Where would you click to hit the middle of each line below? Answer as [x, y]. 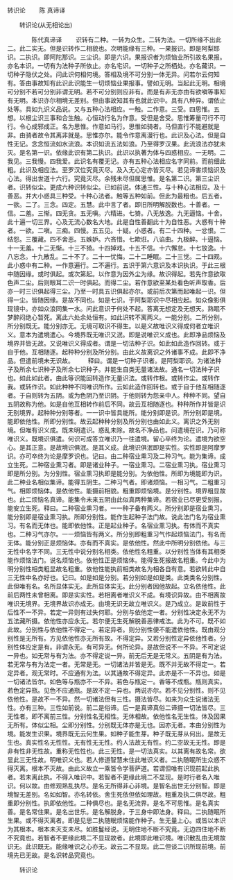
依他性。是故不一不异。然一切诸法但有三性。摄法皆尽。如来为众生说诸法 [110, 699]
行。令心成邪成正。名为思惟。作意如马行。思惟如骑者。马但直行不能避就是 [113, 126]
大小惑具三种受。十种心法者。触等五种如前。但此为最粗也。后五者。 [128, 196]
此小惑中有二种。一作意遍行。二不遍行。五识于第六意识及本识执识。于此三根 [116, 265]
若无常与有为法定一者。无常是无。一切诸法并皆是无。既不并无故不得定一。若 [116, 664]
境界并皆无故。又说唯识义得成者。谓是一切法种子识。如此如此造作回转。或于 [116, 343]
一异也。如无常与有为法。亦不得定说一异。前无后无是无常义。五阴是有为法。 [116, 655]
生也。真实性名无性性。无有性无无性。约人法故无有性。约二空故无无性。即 [113, 742]
